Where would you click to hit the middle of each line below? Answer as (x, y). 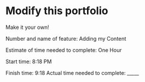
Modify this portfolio (57, 11)
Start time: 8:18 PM (29, 61)
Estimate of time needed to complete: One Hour (64, 50)
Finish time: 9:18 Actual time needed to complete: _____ (72, 73)
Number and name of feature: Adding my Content (66, 38)
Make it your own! (28, 27)
